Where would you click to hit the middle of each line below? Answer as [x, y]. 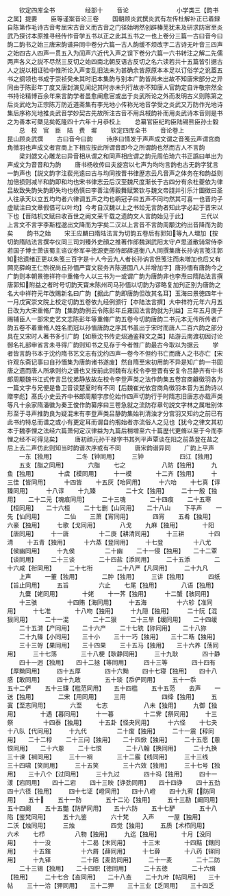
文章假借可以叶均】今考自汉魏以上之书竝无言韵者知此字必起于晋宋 [124, 207]
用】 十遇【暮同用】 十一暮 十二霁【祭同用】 [99, 714]
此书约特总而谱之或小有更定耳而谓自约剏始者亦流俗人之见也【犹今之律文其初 [115, 422]
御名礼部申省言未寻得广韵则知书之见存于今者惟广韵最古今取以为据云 [103, 345]
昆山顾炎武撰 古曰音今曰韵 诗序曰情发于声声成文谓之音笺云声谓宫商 [114, 139]
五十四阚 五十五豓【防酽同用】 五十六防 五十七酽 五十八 [112, 808]
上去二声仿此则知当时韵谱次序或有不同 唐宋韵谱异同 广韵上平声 [113, 448]
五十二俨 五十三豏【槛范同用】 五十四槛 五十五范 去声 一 [114, 688]
